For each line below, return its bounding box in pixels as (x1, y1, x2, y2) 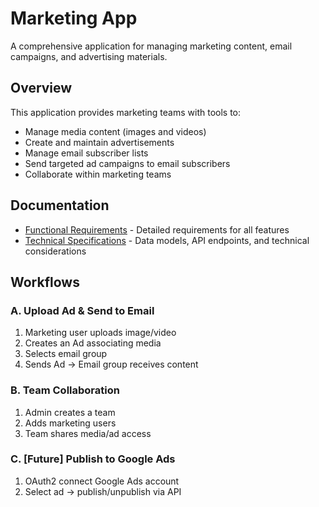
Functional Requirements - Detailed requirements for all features (24, 223, 290, 236)
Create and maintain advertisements (24, 136, 175, 148)
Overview (10, 80, 73, 97)
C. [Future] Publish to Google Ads (10, 452, 176, 466)
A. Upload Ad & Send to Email (10, 303, 155, 317)
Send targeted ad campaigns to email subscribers (24, 157, 231, 169)
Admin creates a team (24, 406, 116, 418)
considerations (24, 245, 87, 257)
